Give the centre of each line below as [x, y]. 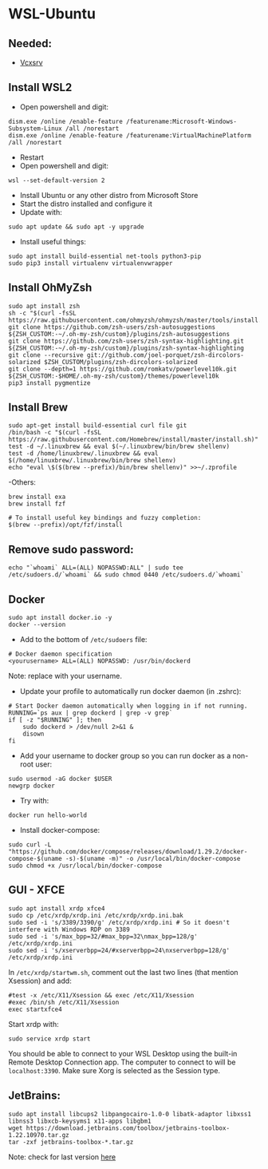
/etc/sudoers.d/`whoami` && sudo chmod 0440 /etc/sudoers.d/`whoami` [126, 575]
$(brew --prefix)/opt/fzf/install [66, 525]
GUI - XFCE [37, 890]
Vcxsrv [31, 62]
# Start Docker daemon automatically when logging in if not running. [128, 706]
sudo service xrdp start [49, 1039]
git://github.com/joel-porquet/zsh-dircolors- [166, 355]
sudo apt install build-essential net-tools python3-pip [105, 256]
